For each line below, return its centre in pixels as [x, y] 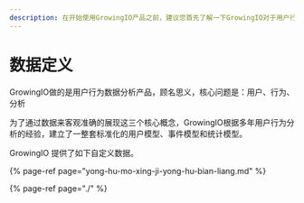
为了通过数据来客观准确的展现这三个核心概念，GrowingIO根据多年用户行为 [148, 122]
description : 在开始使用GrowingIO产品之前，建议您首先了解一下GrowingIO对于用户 [150, 18]
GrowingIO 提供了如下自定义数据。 [74, 152]
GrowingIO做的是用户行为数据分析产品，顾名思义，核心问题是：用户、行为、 [152, 92]
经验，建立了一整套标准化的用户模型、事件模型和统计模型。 [136, 134]
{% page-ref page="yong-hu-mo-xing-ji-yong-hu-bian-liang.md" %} [138, 171]
